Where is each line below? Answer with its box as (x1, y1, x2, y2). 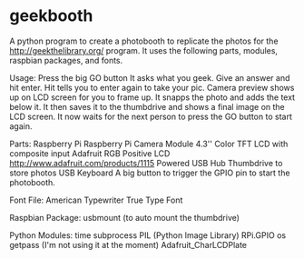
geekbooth (9, 5, 93, 26)
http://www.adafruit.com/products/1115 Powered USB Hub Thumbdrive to (9, 157, 283, 168)
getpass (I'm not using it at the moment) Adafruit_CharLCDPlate (9, 239, 248, 250)
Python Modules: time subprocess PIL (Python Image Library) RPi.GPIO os (9, 229, 287, 241)
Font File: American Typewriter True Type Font (9, 194, 183, 205)
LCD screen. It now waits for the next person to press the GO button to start (9, 111, 292, 122)
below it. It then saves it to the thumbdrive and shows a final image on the (9, 101, 286, 112)
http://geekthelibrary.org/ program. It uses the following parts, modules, (9, 45, 279, 55)
